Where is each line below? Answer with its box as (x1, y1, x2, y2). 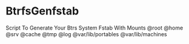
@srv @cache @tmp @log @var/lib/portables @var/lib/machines (5, 30, 167, 37)
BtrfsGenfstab (5, 4, 79, 18)
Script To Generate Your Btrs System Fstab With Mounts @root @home (5, 24, 184, 31)
